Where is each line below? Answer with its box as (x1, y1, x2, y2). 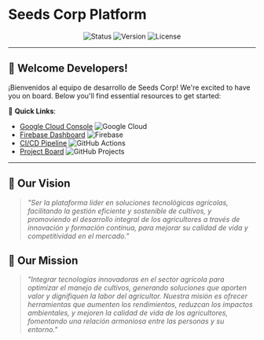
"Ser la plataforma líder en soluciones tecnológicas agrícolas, (27, 198, 229, 207)
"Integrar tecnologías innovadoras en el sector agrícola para (27, 275, 225, 284)
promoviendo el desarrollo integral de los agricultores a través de (27, 214, 240, 224)
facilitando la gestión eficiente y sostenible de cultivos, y (27, 206, 212, 216)
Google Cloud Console (19, 121, 93, 131)
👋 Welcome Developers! (8, 61, 128, 76)
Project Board (19, 146, 64, 156)
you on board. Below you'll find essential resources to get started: (8, 91, 222, 100)
